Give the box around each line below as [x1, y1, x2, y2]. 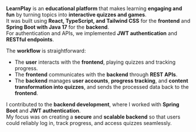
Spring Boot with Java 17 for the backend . [6, 23, 110, 30]
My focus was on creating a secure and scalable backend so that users [6, 113, 181, 120]
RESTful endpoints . [6, 36, 55, 43]
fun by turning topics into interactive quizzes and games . [6, 11, 147, 18]
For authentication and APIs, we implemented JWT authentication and [6, 30, 177, 37]
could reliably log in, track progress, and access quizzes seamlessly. [6, 120, 172, 126]
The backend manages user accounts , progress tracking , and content [14, 77, 189, 84]
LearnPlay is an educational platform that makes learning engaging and [6, 5, 183, 12]
